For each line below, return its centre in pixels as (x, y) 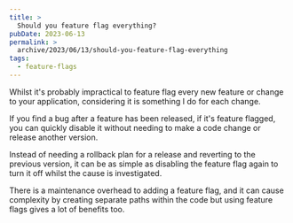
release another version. (54, 137)
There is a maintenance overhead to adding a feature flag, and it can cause (146, 190)
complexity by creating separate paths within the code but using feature (141, 199)
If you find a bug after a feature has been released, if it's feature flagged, (143, 118)
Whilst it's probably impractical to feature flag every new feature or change (146, 92)
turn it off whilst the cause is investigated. (86, 173)
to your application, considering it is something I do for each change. (135, 101)
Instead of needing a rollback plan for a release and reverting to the (132, 154)
